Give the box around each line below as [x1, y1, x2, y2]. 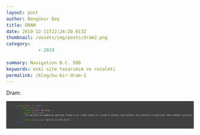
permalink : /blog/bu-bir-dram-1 [6, 72, 86, 79]
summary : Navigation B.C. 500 [6, 59, 82, 65]
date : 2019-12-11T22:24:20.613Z [6, 29, 86, 34]
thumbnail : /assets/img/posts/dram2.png [6, 34, 108, 41]
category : [6, 41, 31, 47]
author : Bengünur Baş [6, 15, 60, 22]
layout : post [6, 10, 39, 15]
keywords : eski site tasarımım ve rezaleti [6, 66, 116, 72]
